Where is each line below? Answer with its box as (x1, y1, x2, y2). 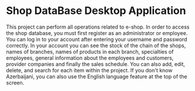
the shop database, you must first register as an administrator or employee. (6, 29, 188, 36)
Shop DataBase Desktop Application (6, 4, 186, 17)
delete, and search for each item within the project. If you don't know (6, 66, 173, 73)
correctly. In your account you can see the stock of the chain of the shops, (6, 42, 186, 49)
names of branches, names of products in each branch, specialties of (6, 48, 174, 55)
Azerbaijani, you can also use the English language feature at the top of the (6, 73, 187, 80)
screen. (6, 79, 25, 86)
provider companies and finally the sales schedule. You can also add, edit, (6, 60, 186, 68)
